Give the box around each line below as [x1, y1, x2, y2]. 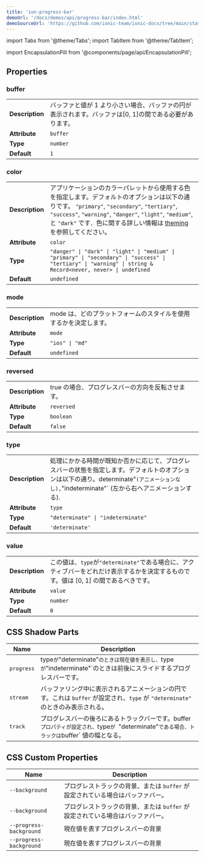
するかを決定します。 [49, 318, 111, 327]
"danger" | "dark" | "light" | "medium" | [49, 248, 175, 255]
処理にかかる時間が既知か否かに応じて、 [49, 457, 166, 465]
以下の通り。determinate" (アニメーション [62, 475, 176, 484]
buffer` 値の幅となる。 [60, 731, 125, 740]
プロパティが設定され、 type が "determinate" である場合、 [40, 722, 190, 731]
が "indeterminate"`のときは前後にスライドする [40, 664, 173, 673]
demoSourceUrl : [6, 20, 45, 26]
